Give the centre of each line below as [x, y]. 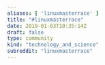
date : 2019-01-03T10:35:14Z [47, 26]
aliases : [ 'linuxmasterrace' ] [53, 13]
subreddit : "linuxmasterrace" [50, 51]
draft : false [26, 32]
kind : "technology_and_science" [53, 45]
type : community [30, 39]
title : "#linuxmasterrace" [45, 20]
